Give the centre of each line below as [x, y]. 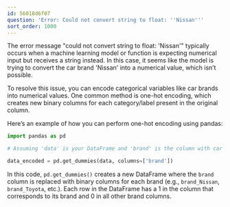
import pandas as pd [37, 136]
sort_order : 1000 [32, 26]
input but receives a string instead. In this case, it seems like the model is [111, 61]
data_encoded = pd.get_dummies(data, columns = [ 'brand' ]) [90, 161]
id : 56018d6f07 [29, 13]
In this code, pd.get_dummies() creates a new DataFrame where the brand [111, 174]
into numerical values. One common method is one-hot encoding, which [109, 96]
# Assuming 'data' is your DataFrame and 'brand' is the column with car [115, 149]
